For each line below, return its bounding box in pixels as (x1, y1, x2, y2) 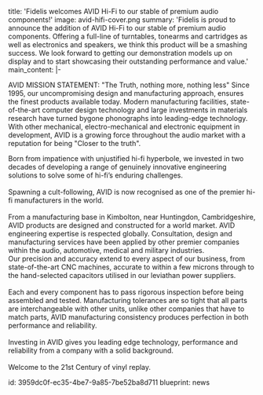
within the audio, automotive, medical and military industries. (8, 246, 205, 254)
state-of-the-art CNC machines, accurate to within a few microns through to (8, 262, 255, 272)
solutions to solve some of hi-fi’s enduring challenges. (8, 170, 183, 180)
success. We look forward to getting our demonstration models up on (8, 49, 233, 57)
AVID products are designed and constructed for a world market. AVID (8, 221, 236, 230)
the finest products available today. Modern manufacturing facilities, (8, 97, 229, 106)
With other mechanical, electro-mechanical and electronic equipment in (8, 122, 240, 131)
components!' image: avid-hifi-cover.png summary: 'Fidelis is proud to (8, 15, 236, 24)
